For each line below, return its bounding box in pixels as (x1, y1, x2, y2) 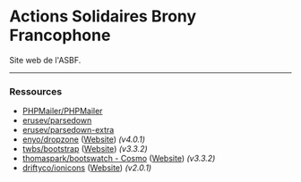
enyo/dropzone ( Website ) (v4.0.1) (21, 134, 146, 145)
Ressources (9, 85, 63, 97)
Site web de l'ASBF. (9, 54, 82, 65)
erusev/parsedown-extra (21, 125, 115, 136)
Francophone (9, 25, 111, 45)
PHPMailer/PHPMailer (21, 105, 103, 117)
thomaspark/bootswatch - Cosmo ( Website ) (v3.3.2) (21, 153, 216, 164)
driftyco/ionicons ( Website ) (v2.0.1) (21, 162, 152, 173)
